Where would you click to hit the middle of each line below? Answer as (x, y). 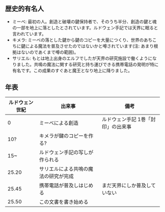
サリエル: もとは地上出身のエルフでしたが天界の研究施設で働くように (82, 58)
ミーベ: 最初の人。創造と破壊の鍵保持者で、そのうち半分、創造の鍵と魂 (84, 22)
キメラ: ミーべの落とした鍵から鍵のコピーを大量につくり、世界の (78, 40)
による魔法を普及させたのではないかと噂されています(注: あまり (90, 46)
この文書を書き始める (64, 202)
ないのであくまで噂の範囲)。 (50, 52)
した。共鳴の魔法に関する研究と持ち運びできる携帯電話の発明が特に (90, 64)
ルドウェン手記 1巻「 (126, 119)
